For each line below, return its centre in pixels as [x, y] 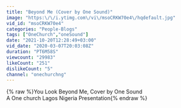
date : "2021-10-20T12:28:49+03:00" [51, 40]
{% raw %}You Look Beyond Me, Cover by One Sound [74, 92]
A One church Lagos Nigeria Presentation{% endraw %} [77, 98]
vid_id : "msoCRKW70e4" [35, 23]
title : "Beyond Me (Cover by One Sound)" [60, 12]
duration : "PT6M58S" [33, 52]
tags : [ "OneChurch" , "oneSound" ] [47, 35]
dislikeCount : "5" [30, 69]
